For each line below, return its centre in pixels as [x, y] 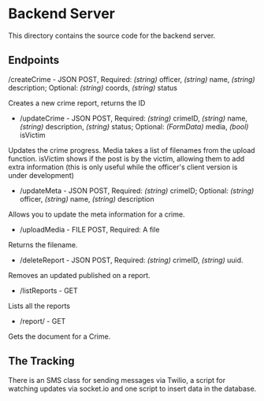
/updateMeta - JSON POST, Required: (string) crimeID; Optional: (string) [137, 191]
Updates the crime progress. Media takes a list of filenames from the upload [132, 150]
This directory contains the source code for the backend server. [112, 35]
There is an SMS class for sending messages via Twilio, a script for [117, 380]
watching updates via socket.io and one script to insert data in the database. [132, 388]
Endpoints [34, 60]
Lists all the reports [39, 306]
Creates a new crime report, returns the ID [77, 102]
